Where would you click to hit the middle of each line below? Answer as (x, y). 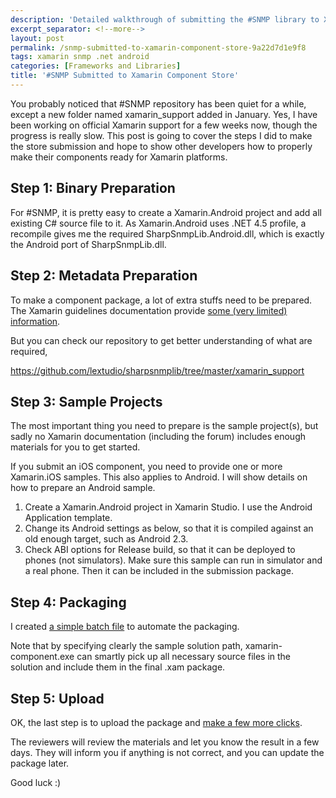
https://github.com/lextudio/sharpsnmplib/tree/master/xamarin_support (157, 370)
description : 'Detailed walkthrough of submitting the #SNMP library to (165, 19)
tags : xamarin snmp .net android (80, 57)
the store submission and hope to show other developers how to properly (161, 146)
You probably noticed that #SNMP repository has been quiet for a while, (158, 103)
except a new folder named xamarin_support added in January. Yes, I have (164, 114)
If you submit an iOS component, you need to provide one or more (146, 467)
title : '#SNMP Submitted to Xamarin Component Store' (125, 76)
